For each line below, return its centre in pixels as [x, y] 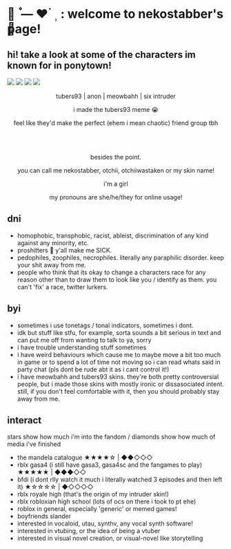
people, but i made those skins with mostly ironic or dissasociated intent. [120, 384]
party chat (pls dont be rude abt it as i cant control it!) [93, 369]
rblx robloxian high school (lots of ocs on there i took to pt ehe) [107, 501]
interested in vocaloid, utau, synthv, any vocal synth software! [105, 523]
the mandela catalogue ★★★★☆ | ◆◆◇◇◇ [85, 458]
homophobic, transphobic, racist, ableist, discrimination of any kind [113, 235]
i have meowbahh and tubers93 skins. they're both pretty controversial [118, 376]
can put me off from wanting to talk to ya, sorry [84, 340]
